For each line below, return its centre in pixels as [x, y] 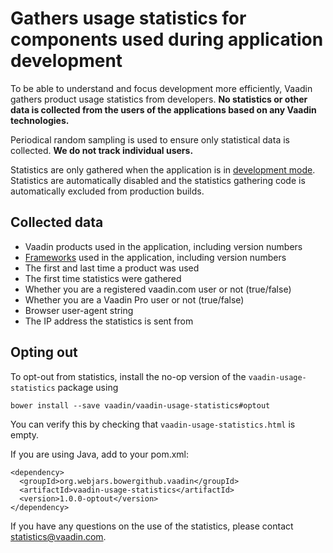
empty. [25, 434]
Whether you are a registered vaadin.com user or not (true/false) [158, 289]
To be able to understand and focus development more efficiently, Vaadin [161, 88]
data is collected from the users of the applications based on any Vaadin [163, 109]
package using [88, 387]
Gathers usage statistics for [128, 18]
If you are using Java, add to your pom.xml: [100, 454]
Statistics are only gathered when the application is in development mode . [163, 169]
